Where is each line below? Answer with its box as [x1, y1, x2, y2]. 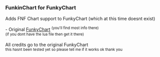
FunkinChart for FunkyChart [5, 4, 76, 11]
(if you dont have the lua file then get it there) [5, 32, 84, 37]
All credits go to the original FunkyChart [5, 41, 88, 47]
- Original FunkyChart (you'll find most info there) [5, 25, 99, 32]
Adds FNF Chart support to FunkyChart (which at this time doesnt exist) [5, 16, 155, 22]
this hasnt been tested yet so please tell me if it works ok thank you [5, 47, 123, 52]
